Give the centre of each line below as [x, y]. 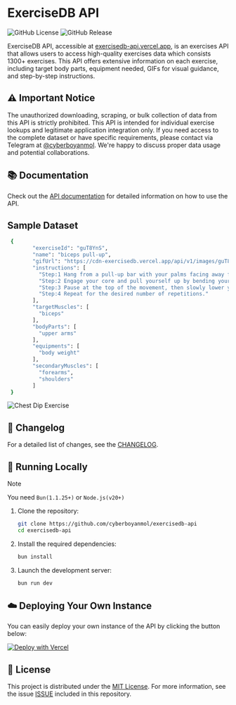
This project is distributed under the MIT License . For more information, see [117, 687]
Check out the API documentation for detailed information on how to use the [118, 196]
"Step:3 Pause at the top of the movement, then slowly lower [131, 287]
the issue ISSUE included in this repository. [70, 694]
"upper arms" [58, 333]
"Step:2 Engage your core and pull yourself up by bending [127, 281]
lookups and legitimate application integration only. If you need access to [113, 130]
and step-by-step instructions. [51, 76]
